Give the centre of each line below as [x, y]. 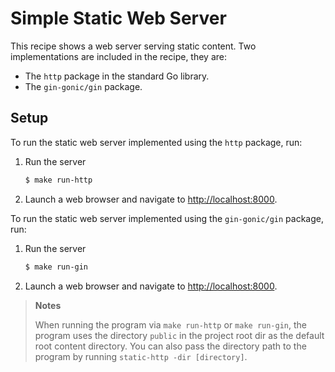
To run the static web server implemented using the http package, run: [156, 142]
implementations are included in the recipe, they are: [119, 56]
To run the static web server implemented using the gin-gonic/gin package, [167, 218]
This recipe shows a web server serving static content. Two [133, 46]
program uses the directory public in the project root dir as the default [179, 335]
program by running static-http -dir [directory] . [141, 356]
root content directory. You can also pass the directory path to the [170, 346]
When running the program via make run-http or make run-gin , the [170, 324]
